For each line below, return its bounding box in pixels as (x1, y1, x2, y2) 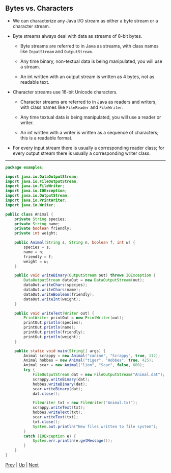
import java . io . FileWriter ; (5, 183, 65, 188)
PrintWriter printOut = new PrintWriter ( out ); (23, 315, 124, 321)
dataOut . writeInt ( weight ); (23, 296, 81, 302)
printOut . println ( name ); (23, 325, 76, 330)
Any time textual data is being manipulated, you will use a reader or (20, 114, 161, 120)
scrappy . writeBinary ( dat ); (32, 376, 90, 382)
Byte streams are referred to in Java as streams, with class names (20, 43, 159, 49)
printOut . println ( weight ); (23, 334, 81, 339)
